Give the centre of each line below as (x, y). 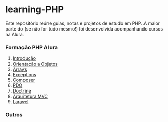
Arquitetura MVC (30, 96)
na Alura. (15, 34)
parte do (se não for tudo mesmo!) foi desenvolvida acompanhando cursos (84, 28)
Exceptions (25, 75)
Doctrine (22, 91)
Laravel (20, 102)
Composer (24, 80)
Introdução (24, 58)
